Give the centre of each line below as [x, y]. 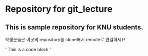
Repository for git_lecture [59, 9]
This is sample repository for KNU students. [74, 27]
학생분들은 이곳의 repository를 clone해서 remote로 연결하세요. [66, 40]
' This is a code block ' [28, 49]
